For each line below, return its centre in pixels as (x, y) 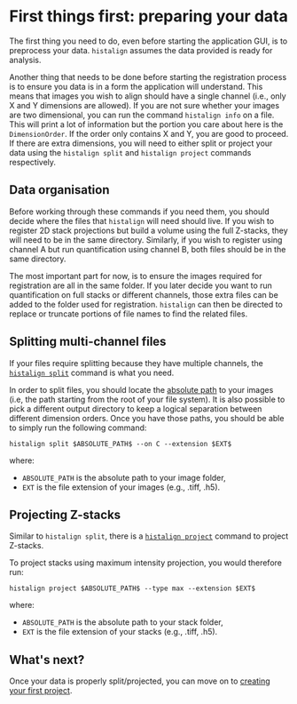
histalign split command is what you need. (92, 372)
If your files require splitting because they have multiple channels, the (136, 363)
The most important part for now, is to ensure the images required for (136, 276)
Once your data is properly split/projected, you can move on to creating (140, 681)
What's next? (47, 660)
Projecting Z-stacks (65, 514)
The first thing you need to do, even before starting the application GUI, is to (148, 41)
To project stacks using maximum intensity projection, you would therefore (145, 563)
